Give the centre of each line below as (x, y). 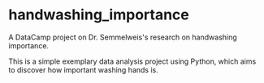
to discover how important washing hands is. (83, 69)
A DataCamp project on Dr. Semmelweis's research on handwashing (123, 37)
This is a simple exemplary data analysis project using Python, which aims (132, 61)
